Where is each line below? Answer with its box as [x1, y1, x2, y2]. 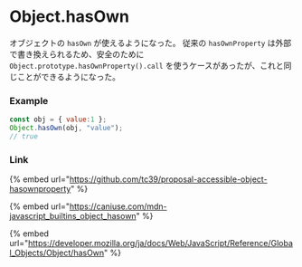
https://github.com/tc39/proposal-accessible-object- [69, 174, 269, 185]
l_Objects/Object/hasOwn [9, 247, 105, 259]
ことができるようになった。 [16, 71, 120, 82]
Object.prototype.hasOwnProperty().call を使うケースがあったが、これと [9, 60, 285, 71]
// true [9, 131, 39, 141]
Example [9, 94, 49, 107]
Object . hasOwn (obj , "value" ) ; [9, 124, 124, 133]
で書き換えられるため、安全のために [9, 48, 145, 60]
